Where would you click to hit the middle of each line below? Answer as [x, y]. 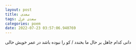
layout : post [18, 10]
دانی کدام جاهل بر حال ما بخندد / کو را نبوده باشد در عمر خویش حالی [68, 42]
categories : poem [23, 24]
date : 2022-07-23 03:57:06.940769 [41, 28]
